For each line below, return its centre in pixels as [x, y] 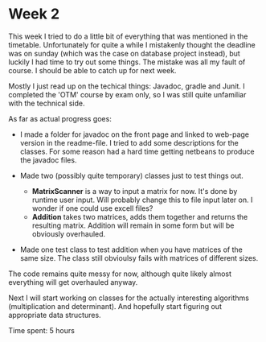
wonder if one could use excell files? [92, 208]
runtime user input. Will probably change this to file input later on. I [142, 200]
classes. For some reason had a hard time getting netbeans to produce [137, 151]
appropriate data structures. [55, 315]
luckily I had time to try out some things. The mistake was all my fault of [127, 62]
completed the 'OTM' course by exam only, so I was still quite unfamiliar [127, 94]
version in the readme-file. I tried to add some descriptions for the [129, 142]
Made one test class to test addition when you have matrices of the [131, 249]
